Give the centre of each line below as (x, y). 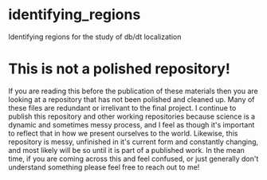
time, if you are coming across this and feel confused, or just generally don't (133, 158)
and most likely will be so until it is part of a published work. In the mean (127, 150)
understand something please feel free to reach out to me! (104, 167)
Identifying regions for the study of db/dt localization (95, 37)
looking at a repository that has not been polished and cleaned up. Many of (132, 99)
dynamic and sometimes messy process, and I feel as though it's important (132, 124)
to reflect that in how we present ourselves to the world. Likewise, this (123, 133)
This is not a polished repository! (120, 69)
